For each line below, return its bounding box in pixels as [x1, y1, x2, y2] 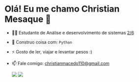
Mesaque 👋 [4, 14, 51, 25]
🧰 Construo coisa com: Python [11, 39, 72, 45]
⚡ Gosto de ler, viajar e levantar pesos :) [11, 49, 93, 54]
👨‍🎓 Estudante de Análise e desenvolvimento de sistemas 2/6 [11, 30, 134, 35]
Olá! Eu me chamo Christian [4, 3, 120, 15]
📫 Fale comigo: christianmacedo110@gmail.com [11, 60, 110, 66]
